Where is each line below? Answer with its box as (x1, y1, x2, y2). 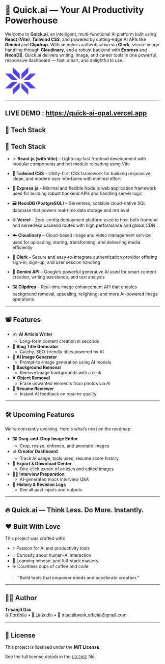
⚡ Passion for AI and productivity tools (12, 545, 90, 551)
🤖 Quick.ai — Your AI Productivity (5, 4, 144, 16)
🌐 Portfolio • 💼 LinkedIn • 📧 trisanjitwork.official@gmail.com (5, 612, 127, 618)
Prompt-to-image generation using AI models (19, 359, 111, 365)
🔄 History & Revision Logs (12, 482, 66, 487)
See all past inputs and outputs (19, 487, 82, 493)
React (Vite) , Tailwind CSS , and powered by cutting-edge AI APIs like (5, 36, 146, 42)
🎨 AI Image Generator (12, 354, 57, 360)
